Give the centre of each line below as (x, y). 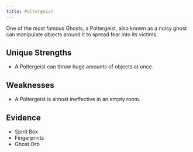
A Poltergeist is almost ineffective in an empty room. (77, 99)
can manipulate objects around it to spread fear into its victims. (82, 34)
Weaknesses (30, 85)
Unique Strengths (39, 53)
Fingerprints (29, 138)
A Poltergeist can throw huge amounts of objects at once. (84, 67)
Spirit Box (26, 132)
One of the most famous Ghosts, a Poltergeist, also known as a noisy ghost (96, 28)
